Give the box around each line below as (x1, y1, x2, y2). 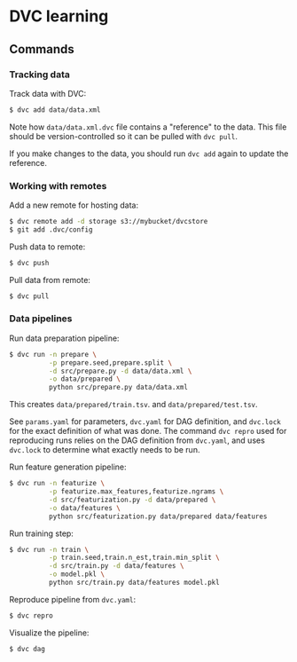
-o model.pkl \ (48, 570, 105, 579)
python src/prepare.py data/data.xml (48, 383, 189, 392)
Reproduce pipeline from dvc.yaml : (9, 594, 136, 604)
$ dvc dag (9, 644, 46, 653)
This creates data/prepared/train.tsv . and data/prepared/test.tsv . (9, 399, 258, 410)
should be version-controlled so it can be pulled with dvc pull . (9, 130, 238, 141)
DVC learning (9, 6, 109, 27)
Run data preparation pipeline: (9, 333, 120, 343)
